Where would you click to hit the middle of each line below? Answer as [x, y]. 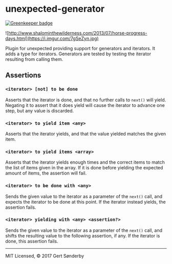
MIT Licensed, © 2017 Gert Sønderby [45, 256]
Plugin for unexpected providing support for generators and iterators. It [80, 48]
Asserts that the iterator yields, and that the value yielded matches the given [86, 134]
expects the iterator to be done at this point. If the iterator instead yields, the [85, 202]
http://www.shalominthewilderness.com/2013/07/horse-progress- [78, 33]
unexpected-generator [55, 9]
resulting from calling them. [34, 59]
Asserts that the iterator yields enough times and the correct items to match [85, 162]
